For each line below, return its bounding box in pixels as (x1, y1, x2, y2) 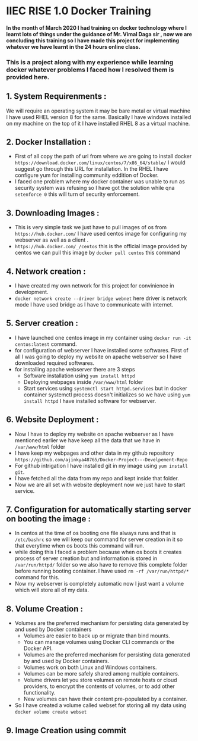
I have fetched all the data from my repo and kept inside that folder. (14, 474, 179, 482)
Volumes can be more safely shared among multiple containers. (23, 670, 180, 677)
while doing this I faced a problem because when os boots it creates (14, 549, 182, 556)
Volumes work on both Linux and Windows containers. (23, 664, 157, 671)
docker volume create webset (14, 709, 87, 715)
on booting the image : (6, 514, 91, 524)
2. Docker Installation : (6, 137, 91, 147)
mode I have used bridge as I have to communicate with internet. (14, 301, 174, 308)
